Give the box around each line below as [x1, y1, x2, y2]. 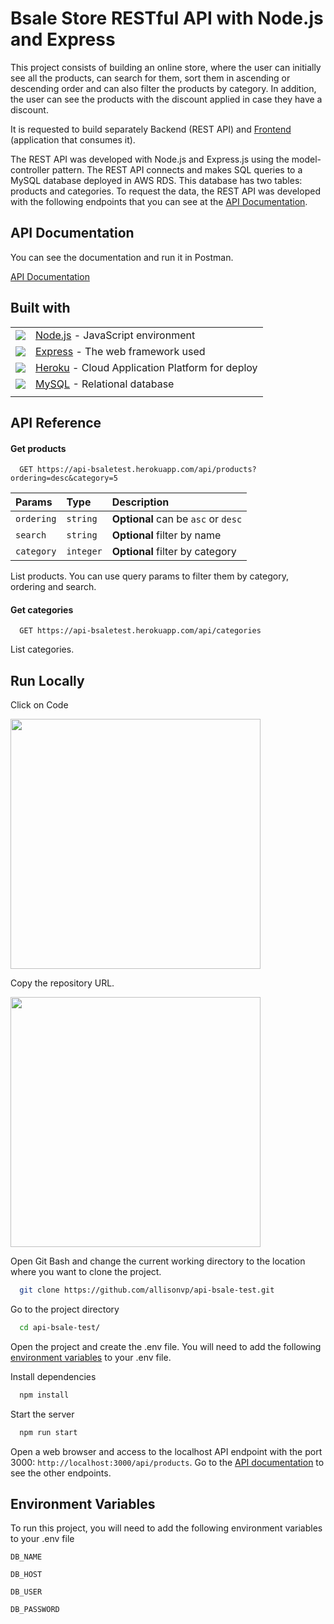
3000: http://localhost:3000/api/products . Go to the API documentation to [10, 1456, 325, 1468]
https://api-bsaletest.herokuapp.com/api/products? [36, 465, 257, 475]
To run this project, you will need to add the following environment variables [10, 1522, 323, 1534]
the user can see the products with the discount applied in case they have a [10, 93, 323, 105]
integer [66, 546, 103, 557]
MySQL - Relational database [35, 377, 175, 391]
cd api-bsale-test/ [19, 1323, 101, 1333]
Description [111, 495, 170, 509]
